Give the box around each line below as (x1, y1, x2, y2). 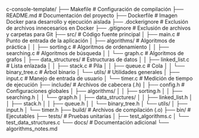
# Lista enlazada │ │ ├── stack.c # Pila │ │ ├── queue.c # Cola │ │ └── (6, 62, 185, 69)
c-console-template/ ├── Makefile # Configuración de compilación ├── (6, 6, 184, 12)
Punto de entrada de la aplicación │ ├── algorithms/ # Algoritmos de (6, 37, 175, 44)
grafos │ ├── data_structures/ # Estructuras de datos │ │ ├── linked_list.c (6, 56, 190, 63)
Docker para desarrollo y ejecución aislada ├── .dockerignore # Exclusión (6, 18, 189, 25)
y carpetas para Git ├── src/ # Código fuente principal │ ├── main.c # (6, 31, 180, 38)
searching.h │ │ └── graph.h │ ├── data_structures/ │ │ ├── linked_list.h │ (6, 94, 193, 101)
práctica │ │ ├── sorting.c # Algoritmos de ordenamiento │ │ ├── (6, 43, 169, 50)
